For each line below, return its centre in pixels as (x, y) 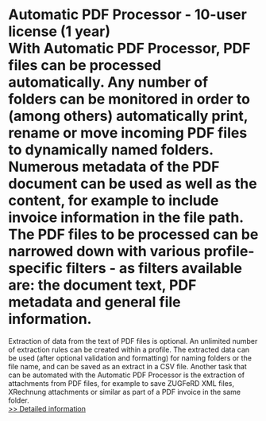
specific (36, 269)
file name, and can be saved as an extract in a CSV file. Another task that (128, 366)
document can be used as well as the (133, 184)
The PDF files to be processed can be (133, 234)
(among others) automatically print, (128, 116)
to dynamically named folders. (111, 150)
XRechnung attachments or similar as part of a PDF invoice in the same (124, 392)
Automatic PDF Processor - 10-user (128, 15)
